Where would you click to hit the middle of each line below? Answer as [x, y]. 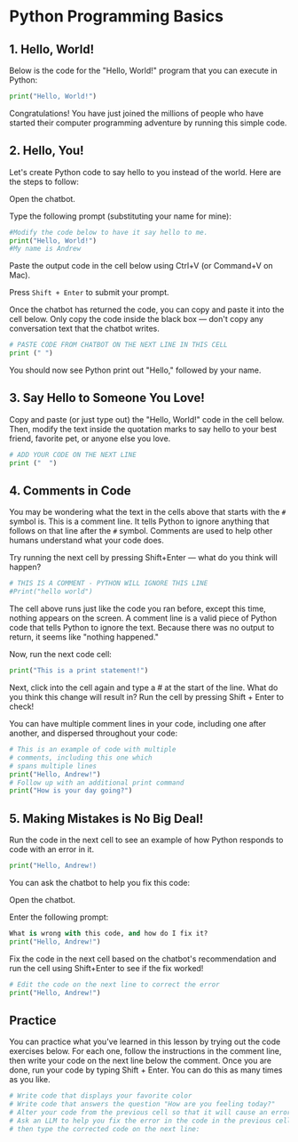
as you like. [30, 1080]
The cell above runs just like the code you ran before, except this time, [137, 609]
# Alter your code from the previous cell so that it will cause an [138, 1113]
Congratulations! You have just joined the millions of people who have [137, 113]
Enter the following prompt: [59, 917]
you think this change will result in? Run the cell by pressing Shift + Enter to [146, 697]
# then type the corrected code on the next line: [105, 1129]
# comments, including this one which [81, 758]
